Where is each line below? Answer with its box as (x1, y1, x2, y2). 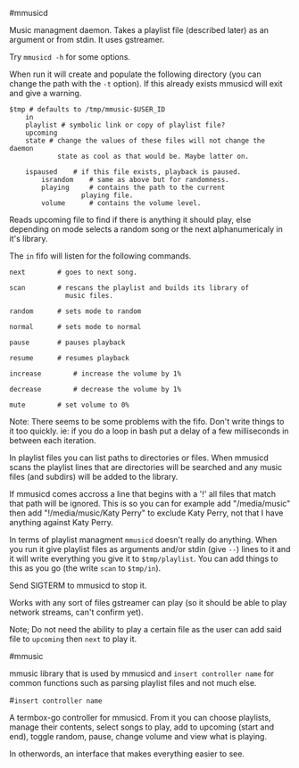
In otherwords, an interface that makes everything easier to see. (9, 748, 245, 759)
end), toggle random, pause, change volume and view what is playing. (9, 731, 268, 741)
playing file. (80, 191, 134, 200)
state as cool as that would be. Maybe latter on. (56, 152, 250, 161)
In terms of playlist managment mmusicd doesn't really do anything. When (9, 534, 278, 545)
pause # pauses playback (9, 338, 126, 347)
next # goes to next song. (9, 268, 138, 277)
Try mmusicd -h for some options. (9, 52, 131, 62)
